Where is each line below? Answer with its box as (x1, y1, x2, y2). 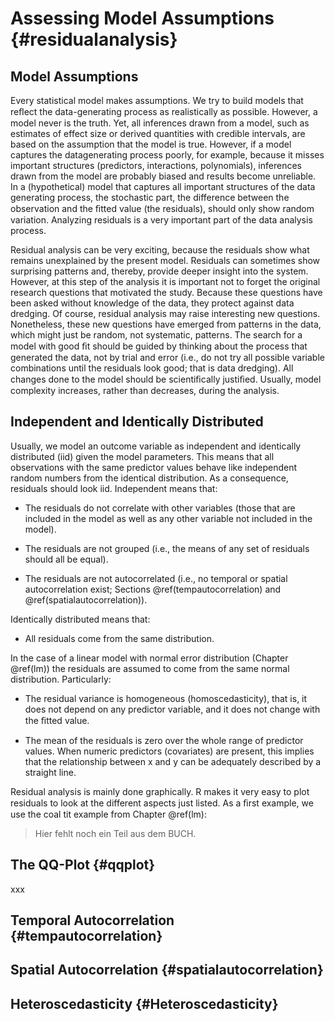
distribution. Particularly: (10, 673, 112, 685)
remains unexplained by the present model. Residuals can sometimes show (10, 255, 321, 266)
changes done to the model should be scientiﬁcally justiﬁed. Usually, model (10, 373, 322, 385)
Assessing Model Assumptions (10, 7, 275, 30)
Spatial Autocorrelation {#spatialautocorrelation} (10, 962, 324, 979)
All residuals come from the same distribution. (24, 632, 215, 644)
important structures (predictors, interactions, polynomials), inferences (10, 160, 302, 171)
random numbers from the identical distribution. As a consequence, (10, 472, 289, 484)
